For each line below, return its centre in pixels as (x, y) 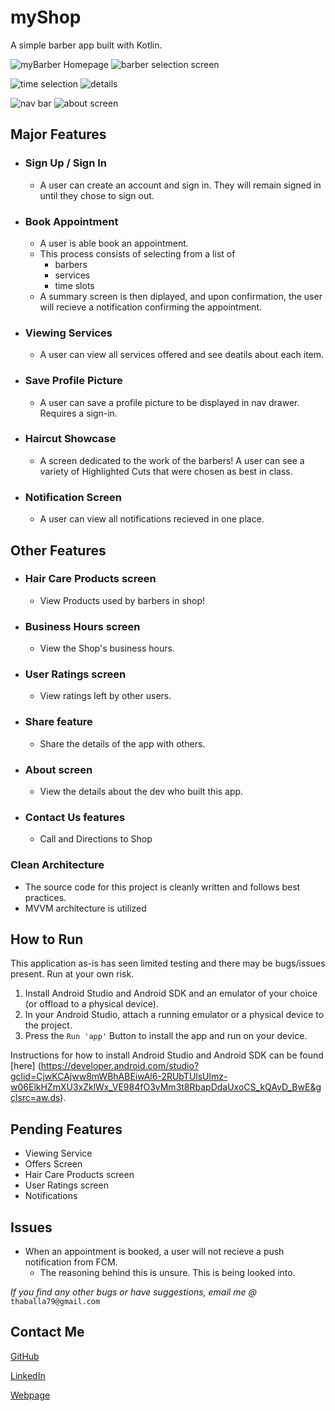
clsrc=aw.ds (35, 1098)
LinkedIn (28, 1375)
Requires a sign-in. (78, 413)
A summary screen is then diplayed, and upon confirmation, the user (181, 296)
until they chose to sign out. (97, 195)
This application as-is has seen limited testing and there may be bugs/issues (168, 963)
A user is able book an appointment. (114, 243)
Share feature (58, 722)
